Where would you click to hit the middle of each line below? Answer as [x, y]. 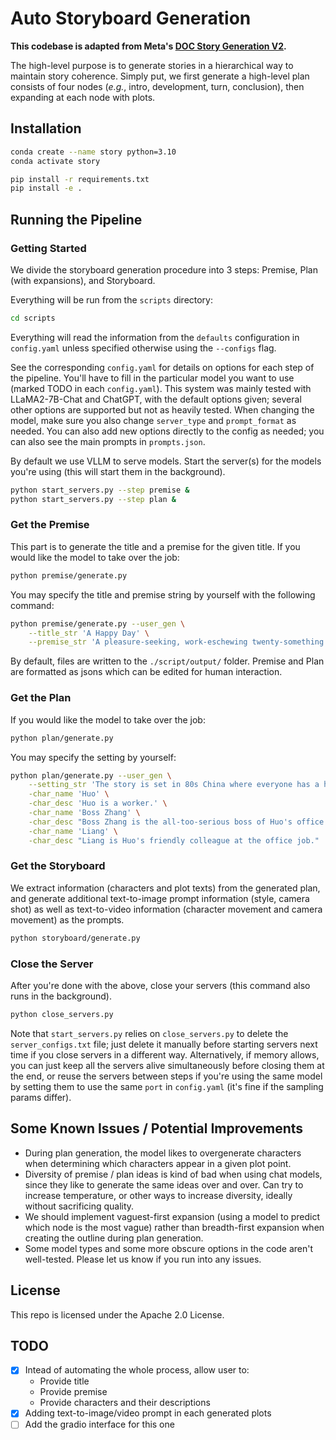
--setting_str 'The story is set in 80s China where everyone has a [174, 785]
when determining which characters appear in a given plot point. [158, 1163]
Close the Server [52, 964]
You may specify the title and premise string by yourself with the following [163, 594]
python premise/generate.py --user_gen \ [98, 623]
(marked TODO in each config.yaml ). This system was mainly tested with [161, 388]
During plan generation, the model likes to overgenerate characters [163, 1153]
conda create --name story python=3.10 [93, 152]
